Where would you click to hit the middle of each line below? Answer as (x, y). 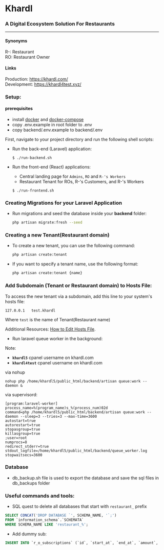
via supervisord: (21, 394)
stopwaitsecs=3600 (24, 455)
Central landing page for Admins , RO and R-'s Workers (72, 176)
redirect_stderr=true (27, 446)
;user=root (16, 438)
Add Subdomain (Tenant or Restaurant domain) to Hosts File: (79, 286)
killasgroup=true (23, 433)
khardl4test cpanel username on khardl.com (57, 362)
